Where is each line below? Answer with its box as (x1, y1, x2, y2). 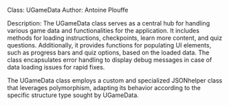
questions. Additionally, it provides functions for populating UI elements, (7, 41, 212, 49)
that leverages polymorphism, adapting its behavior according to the (7, 84, 201, 92)
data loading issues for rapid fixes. (7, 63, 105, 71)
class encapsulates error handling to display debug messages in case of (7, 56, 212, 64)
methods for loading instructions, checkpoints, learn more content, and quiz (7, 34, 222, 42)
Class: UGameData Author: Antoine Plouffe (7, 6, 129, 14)
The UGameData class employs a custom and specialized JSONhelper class (7, 76, 223, 85)
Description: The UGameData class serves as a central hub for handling (7, 19, 210, 27)
